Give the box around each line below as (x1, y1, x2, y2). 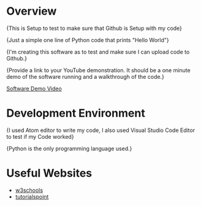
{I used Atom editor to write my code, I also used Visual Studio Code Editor (6, 127, 195, 134)
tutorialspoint (15, 193, 49, 200)
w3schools (15, 186, 44, 194)
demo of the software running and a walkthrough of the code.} (6, 73, 164, 80)
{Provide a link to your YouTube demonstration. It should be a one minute (6, 66, 191, 74)
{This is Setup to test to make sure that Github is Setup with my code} (6, 24, 183, 32)
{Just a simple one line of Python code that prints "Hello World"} (6, 36, 170, 43)
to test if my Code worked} (6, 133, 75, 140)
